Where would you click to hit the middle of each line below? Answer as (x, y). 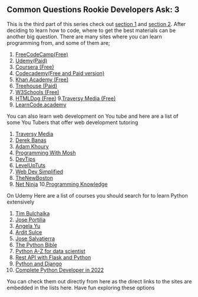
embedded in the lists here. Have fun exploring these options (81, 288)
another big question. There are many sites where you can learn (85, 36)
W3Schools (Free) (37, 92)
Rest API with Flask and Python (53, 257)
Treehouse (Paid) (36, 86)
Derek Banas (31, 140)
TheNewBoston (34, 177)
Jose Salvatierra (35, 238)
